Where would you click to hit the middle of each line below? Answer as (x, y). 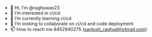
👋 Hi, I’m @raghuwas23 (35, 8)
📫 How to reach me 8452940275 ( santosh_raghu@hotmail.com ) (79, 29)
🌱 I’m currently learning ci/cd (41, 18)
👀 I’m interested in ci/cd (35, 13)
